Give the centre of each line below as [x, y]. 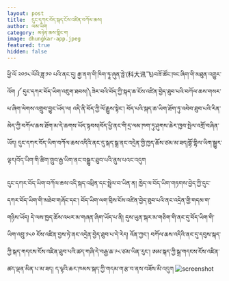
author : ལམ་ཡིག [27, 26]
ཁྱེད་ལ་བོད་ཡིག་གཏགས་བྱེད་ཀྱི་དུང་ [174, 183]
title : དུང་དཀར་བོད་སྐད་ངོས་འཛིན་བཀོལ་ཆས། [55, 20]
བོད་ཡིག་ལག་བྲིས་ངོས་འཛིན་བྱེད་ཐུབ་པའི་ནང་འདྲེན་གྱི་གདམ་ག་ [146, 200]
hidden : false [27, 52]
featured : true [29, 45]
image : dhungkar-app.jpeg [44, 39]
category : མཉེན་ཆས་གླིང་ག [38, 33]
